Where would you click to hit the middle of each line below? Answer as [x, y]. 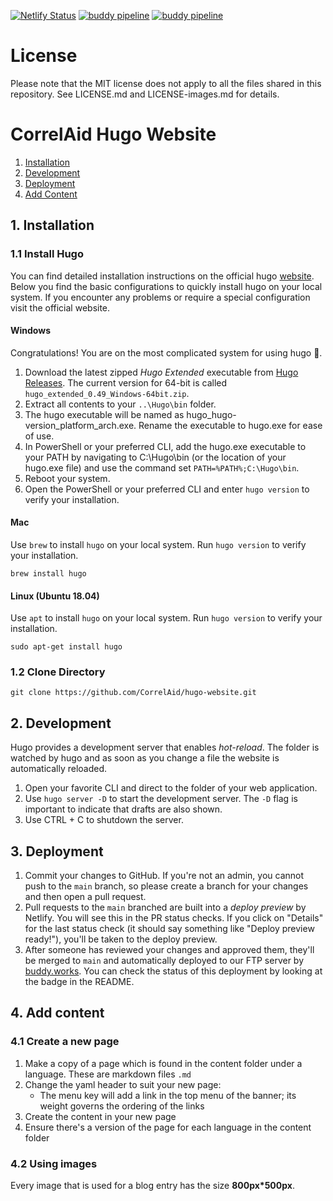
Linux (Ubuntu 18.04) [55, 596]
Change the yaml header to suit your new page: [123, 1084]
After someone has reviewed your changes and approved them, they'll [169, 950]
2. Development [61, 723]
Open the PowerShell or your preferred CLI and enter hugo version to [167, 489]
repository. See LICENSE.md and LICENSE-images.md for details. [145, 94]
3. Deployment [57, 851]
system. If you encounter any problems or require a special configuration [160, 297]
